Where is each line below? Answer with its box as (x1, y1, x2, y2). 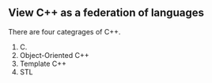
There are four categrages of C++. (8, 27, 121, 36)
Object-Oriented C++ (19, 50, 89, 60)
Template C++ (19, 59, 67, 68)
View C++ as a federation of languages (8, 6, 204, 20)
